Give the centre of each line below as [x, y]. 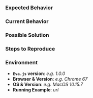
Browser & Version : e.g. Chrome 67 [50, 79]
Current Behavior [27, 21]
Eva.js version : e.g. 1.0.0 [39, 73]
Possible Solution [27, 35]
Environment [22, 62]
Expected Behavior [29, 8]
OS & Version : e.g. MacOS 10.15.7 [48, 84]
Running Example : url [36, 90]
